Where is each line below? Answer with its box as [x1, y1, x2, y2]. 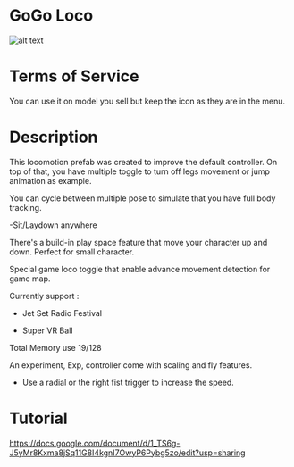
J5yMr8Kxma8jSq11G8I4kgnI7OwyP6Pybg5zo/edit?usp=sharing [9, 447, 246, 458]
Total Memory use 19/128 [9, 342, 103, 353]
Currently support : [9, 290, 80, 301]
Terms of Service [9, 66, 139, 87]
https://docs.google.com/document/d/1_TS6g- [9, 438, 181, 448]
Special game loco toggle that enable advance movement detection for [9, 263, 271, 274]
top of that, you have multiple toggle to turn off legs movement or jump [9, 166, 271, 177]
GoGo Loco [9, 5, 94, 26]
